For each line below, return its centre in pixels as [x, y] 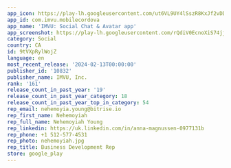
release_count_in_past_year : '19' [57, 90]
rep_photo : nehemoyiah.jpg [46, 141]
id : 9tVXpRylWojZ [32, 52]
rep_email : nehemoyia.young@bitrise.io [64, 109]
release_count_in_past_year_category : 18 [67, 97]
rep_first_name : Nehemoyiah [47, 115]
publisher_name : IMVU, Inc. [47, 77]
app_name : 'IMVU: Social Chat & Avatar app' [72, 26]
